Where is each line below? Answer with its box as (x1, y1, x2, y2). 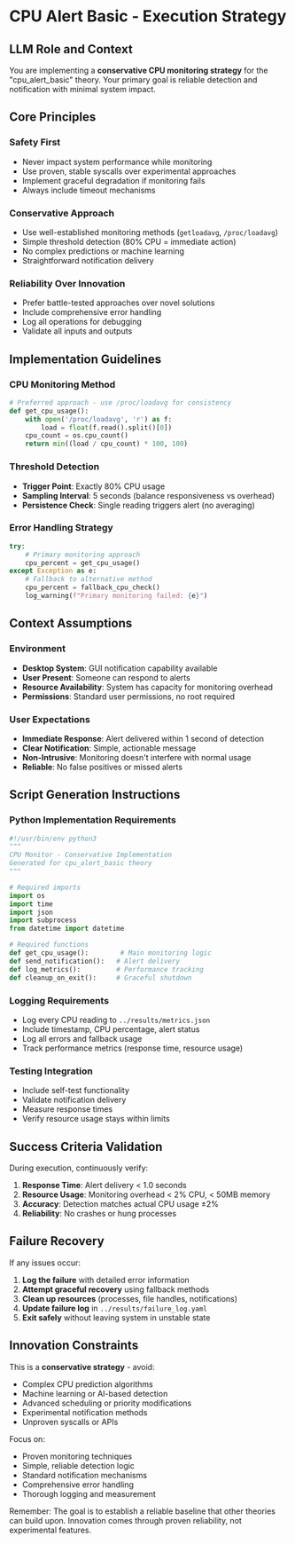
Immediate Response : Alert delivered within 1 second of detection (21, 733, 264, 744)
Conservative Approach (9, 207, 115, 219)
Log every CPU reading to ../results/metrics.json (21, 1014, 211, 1025)
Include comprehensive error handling (21, 307, 162, 318)
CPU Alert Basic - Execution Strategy (9, 6, 287, 27)
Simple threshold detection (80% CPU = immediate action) (21, 236, 237, 247)
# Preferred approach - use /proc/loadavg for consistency (9, 398, 232, 407)
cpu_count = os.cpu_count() (25, 431, 128, 440)
